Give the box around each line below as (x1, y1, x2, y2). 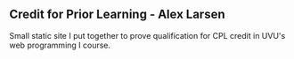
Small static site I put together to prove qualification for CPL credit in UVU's (9, 30, 286, 41)
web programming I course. (9, 40, 111, 50)
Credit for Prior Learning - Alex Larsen (9, 7, 225, 22)
